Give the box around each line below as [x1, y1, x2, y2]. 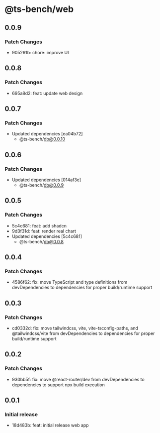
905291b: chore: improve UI [11, 49, 69, 55]
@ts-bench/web [4, 3, 74, 15]
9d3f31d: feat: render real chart [11, 228, 77, 234]
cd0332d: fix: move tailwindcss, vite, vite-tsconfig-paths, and [11, 325, 139, 331]
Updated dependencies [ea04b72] [11, 131, 83, 137]
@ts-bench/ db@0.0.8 [19, 238, 64, 244]
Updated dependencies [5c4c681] [11, 233, 82, 239]
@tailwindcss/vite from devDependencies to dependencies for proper [11, 330, 155, 336]
